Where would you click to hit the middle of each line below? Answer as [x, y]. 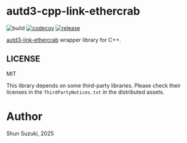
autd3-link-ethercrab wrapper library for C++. [64, 40]
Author [24, 116]
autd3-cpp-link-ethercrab [73, 11]
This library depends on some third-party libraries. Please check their [94, 85]
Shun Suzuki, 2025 [30, 133]
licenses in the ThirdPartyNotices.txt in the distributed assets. [85, 92]
